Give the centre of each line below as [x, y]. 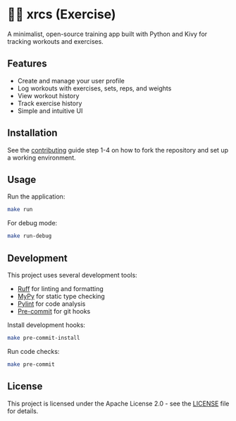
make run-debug [30, 236]
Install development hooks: [46, 325]
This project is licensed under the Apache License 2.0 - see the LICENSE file [118, 403]
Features [27, 64]
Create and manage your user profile [71, 81]
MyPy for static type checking [61, 296]
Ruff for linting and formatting [60, 288]
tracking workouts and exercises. [55, 41]
